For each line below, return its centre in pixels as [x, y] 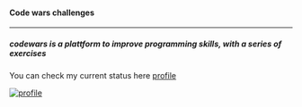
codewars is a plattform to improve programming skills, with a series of [146, 44]
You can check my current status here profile [93, 76]
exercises [28, 53]
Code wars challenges [52, 12]
